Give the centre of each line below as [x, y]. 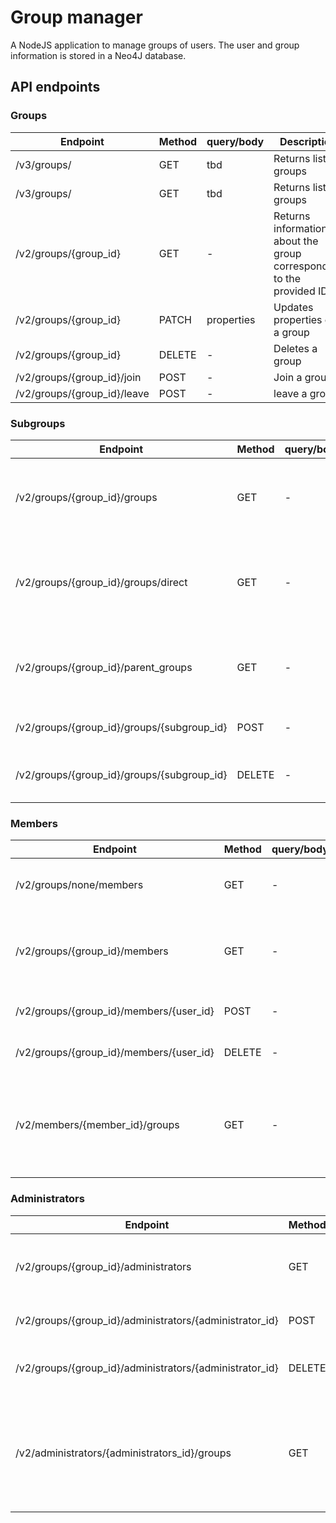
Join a [288, 377]
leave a [290, 393]
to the [287, 278]
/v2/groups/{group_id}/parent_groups [104, 667]
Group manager [76, 17]
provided [294, 291]
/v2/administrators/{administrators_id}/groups [123, 1453]
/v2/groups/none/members [79, 885]
